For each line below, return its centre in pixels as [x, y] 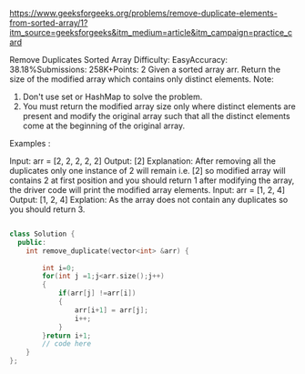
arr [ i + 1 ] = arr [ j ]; [111, 310]
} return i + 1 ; [67, 336]
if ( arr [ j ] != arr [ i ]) [97, 293]
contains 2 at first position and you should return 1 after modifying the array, [152, 180]
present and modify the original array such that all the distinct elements [156, 116]
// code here [67, 344]
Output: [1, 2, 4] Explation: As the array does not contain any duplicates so [149, 200]
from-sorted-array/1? [49, 23]
